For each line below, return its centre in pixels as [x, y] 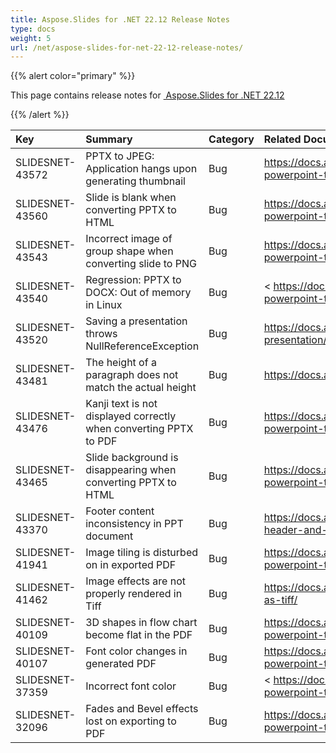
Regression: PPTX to [133, 280]
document [109, 536]
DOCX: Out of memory [138, 293]
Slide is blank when [131, 198]
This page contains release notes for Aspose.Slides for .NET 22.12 [147, 95]
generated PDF [121, 664]
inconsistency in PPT [134, 524]
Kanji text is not [121, 404]
